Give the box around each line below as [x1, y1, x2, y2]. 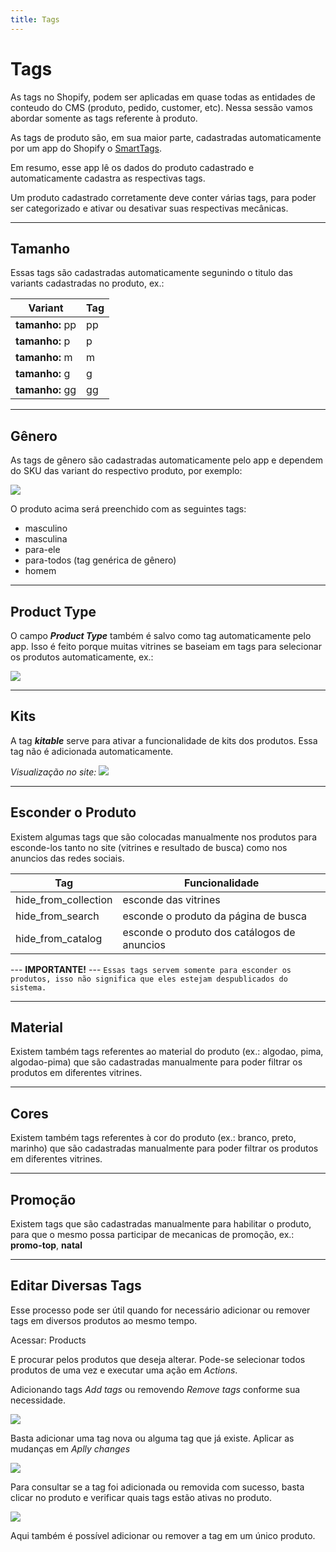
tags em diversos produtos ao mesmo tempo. [10, 1314, 198, 1326]
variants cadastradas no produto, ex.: [10, 277, 165, 290]
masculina [24, 533, 68, 545]
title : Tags [10, 14, 60, 25]
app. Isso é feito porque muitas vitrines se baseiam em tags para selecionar [10, 641, 322, 652]
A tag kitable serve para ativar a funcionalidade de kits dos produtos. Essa [10, 734, 318, 746]
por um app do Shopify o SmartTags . [10, 142, 163, 154]
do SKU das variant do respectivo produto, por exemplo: [10, 465, 243, 477]
